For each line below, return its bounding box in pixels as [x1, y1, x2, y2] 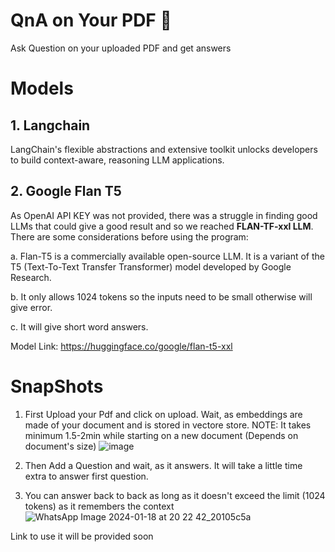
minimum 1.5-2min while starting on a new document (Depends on [24, 429, 299, 441]
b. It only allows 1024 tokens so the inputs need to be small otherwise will [10, 290, 313, 303]
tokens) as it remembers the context [24, 500, 175, 512]
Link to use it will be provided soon [10, 530, 154, 542]
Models [10, 77, 74, 100]
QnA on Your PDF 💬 [10, 9, 172, 32]
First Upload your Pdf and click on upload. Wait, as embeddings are [24, 408, 303, 420]
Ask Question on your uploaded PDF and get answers [10, 42, 232, 54]
